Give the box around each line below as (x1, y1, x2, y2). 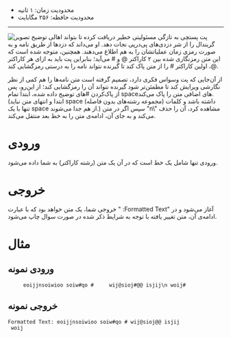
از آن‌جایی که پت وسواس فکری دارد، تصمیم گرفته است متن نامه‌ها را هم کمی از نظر (8, 75, 223, 83)
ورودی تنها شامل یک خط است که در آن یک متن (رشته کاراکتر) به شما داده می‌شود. (8, 158, 218, 167)
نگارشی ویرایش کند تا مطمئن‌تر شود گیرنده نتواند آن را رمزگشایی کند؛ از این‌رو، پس (8, 82, 221, 90)
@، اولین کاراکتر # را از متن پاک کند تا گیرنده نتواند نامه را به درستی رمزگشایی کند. (8, 62, 219, 70)
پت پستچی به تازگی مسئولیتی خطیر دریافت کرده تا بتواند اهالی (48, 33, 208, 40)
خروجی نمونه (8, 300, 58, 312)
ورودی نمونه (8, 263, 54, 275)
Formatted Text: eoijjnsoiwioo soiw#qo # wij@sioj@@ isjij (8, 318, 180, 325)
